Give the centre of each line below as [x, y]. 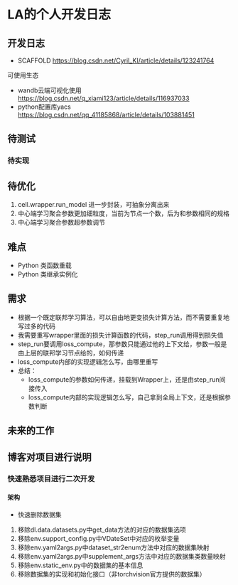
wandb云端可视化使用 [49, 90]
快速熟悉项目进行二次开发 [51, 479]
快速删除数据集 [39, 514]
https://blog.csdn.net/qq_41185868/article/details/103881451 [106, 115]
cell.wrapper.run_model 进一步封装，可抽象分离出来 [93, 205]
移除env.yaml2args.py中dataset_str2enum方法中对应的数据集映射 [113, 547]
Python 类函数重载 [45, 265]
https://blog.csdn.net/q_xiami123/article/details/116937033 [103, 98]
